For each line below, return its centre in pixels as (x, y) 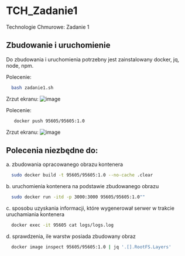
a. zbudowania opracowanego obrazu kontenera (65, 164)
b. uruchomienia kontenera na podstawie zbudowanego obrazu (83, 186)
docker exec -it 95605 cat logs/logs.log (63, 225)
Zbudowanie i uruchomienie (58, 45)
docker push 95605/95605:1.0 (49, 121)
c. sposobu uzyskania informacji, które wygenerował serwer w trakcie (90, 208)
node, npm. (20, 65)
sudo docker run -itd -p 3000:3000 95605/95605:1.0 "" (78, 197)
